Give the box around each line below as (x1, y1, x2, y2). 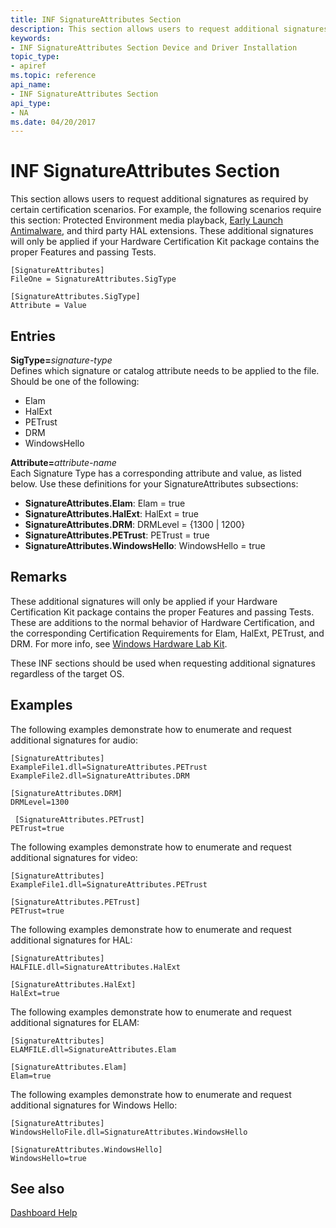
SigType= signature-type (10, 354, 113, 366)
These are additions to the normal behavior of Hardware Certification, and (10, 616, 315, 628)
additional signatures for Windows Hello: (10, 1099, 178, 1111)
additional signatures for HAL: (10, 934, 133, 946)
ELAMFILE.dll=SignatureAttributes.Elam (10, 1044, 177, 1055)
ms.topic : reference (10, 71, 97, 81)
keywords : (10, 33, 52, 43)
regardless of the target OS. (10, 667, 125, 680)
